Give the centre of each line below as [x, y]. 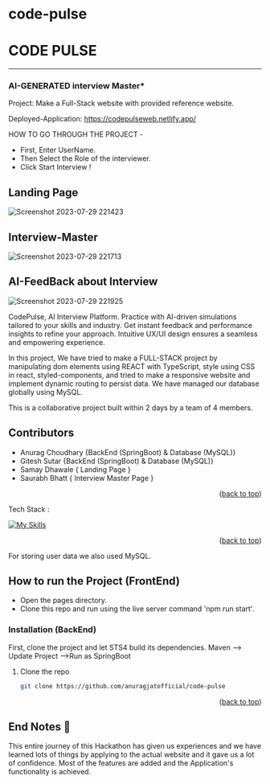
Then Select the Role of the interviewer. [85, 158]
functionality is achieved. [50, 772]
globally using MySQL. [45, 392]
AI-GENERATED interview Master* [77, 86]
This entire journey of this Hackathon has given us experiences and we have [135, 746]
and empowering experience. [57, 342]
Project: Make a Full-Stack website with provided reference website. [121, 103]
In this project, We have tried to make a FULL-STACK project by [113, 358]
